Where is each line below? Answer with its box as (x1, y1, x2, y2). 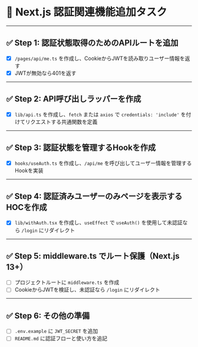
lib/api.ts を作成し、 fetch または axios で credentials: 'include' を (14, 110, 187, 118)
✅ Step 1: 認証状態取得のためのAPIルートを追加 (6, 38, 179, 48)
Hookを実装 (14, 166, 44, 174)
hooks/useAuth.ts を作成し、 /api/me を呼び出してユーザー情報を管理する (14, 159, 192, 166)
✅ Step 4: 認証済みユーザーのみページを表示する (6, 191, 183, 201)
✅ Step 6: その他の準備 (6, 310, 90, 320)
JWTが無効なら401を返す (14, 69, 77, 77)
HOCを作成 (6, 202, 47, 212)
